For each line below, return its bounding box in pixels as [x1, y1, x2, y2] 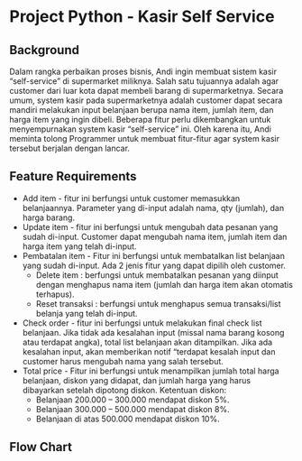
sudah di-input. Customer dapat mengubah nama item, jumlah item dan [22, 231, 288, 242]
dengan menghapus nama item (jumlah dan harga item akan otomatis [35, 279, 293, 290]
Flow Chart [9, 439, 72, 455]
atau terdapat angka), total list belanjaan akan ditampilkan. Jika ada [22, 337, 273, 347]
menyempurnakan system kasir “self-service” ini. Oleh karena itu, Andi [9, 124, 272, 134]
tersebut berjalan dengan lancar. [9, 143, 131, 153]
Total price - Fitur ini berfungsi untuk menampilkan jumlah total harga [22, 365, 279, 376]
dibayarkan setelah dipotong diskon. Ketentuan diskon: [22, 384, 227, 395]
